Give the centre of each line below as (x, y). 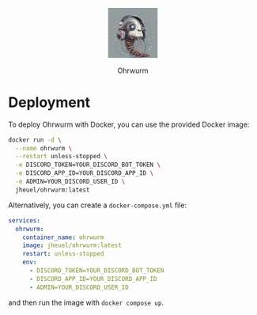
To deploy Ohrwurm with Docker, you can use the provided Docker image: (129, 124)
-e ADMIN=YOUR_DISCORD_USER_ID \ (70, 182)
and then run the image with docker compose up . (86, 302)
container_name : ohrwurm (63, 237)
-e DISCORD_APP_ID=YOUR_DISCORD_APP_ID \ (85, 173)
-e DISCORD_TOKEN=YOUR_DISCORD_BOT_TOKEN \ (88, 165)
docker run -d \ (35, 140)
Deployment (49, 102)
